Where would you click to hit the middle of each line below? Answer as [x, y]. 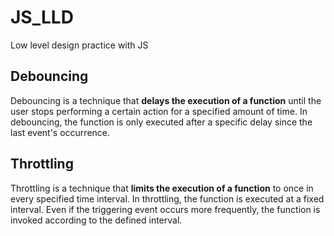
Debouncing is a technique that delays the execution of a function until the [166, 100]
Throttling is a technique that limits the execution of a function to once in [162, 188]
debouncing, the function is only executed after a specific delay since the [161, 122]
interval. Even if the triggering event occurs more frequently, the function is [165, 209]
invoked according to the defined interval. [96, 220]
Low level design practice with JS [79, 45]
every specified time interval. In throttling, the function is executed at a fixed [167, 198]
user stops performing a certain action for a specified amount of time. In [159, 111]
